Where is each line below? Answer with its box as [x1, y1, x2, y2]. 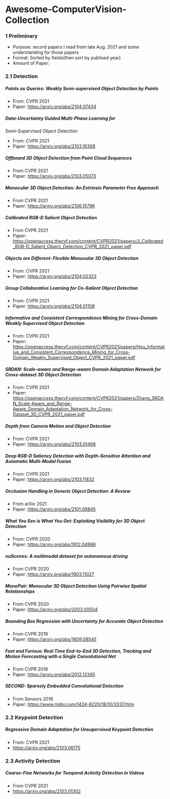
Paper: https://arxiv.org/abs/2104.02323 [12, 273, 97, 280]
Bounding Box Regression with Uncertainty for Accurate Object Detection [5, 618, 163, 624]
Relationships [5, 588, 35, 594]
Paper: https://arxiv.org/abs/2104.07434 [12, 104, 97, 110]
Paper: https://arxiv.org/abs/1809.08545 [12, 636, 97, 642]
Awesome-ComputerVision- [5, 4, 127, 15]
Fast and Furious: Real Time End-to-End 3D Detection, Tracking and [5, 648, 152, 654]
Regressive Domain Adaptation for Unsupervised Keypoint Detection [5, 726, 153, 733]
